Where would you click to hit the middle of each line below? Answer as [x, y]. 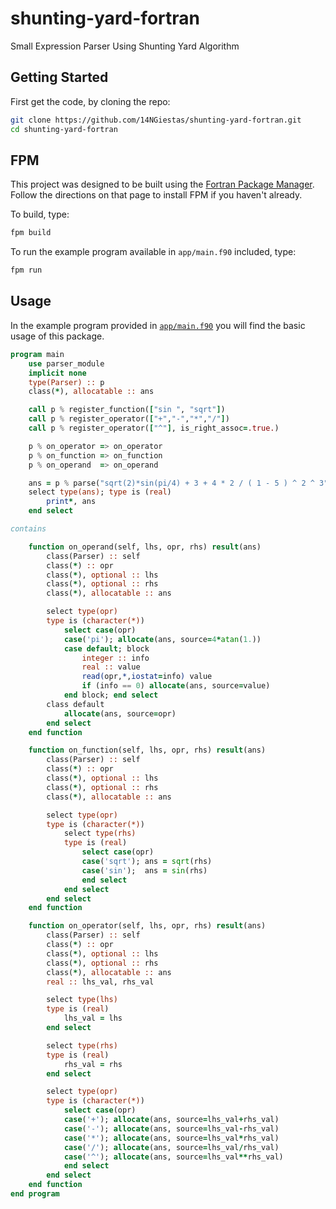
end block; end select [111, 695]
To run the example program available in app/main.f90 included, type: [153, 252]
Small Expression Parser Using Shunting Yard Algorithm [125, 46]
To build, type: [40, 214]
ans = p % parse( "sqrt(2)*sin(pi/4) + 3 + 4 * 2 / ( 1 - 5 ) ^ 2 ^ [171, 483]
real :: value [111, 667]
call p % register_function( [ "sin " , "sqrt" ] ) [127, 410]
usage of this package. [57, 336]
